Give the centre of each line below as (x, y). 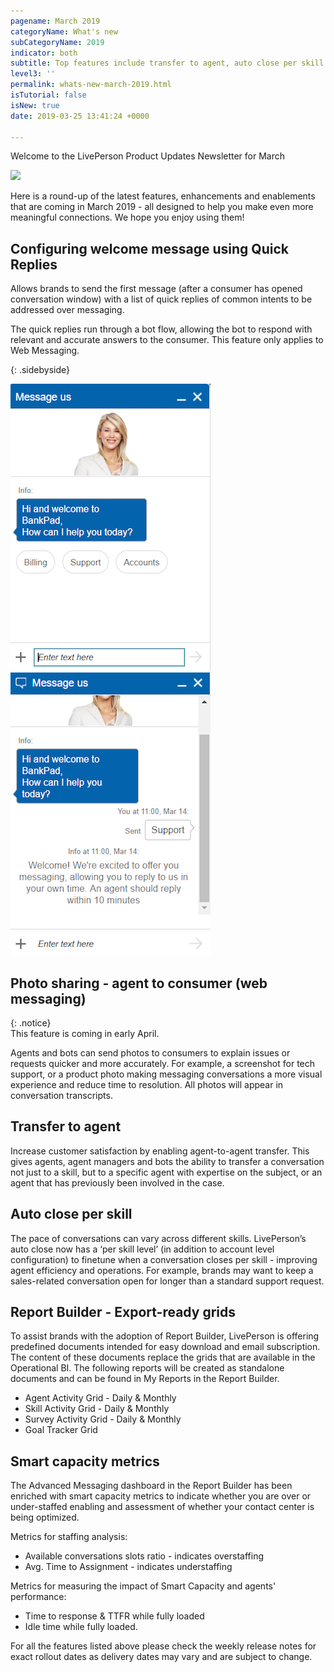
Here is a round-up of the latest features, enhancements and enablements (163, 196)
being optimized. (45, 1517)
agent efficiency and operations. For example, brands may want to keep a (162, 1270)
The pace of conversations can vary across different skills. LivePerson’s (158, 1238)
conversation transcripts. (61, 1095)
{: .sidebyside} (40, 370)
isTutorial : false (48, 95)
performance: (38, 1597)
